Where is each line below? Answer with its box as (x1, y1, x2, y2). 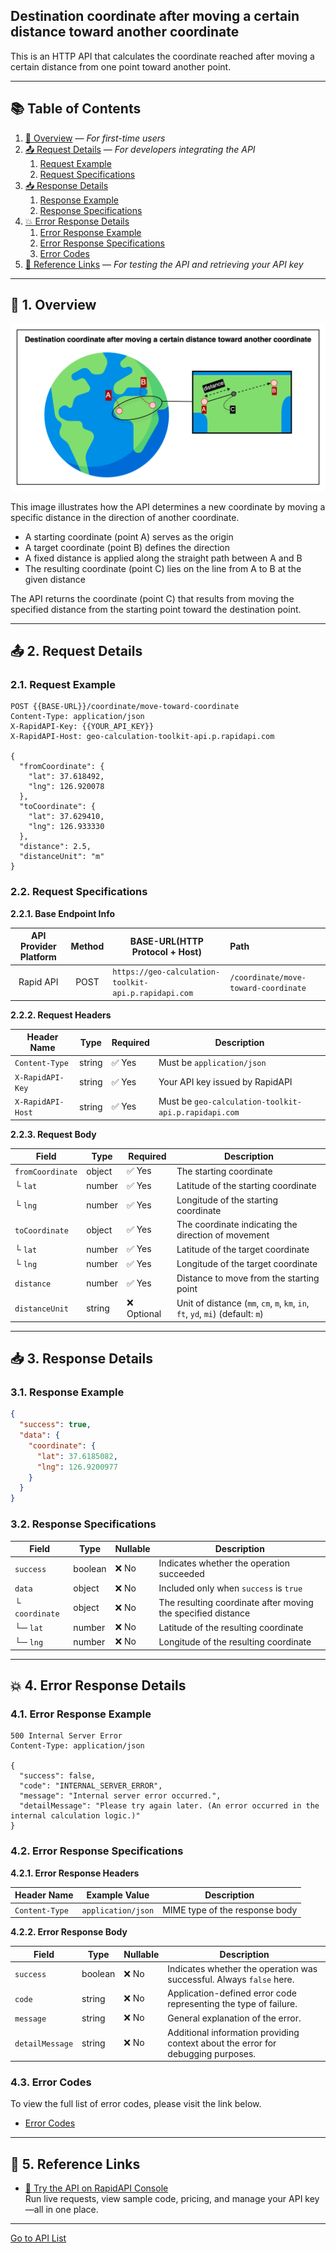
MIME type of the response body (162, 1904, 298, 1916)
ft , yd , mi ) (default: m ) (176, 1307, 264, 1319)
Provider (19, 940, 57, 953)
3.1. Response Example (10, 1385, 125, 1399)
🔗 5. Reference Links (10, 2155, 141, 2173)
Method (70, 940, 105, 953)
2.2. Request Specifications (10, 885, 148, 899)
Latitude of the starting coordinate (176, 1180, 317, 1192)
